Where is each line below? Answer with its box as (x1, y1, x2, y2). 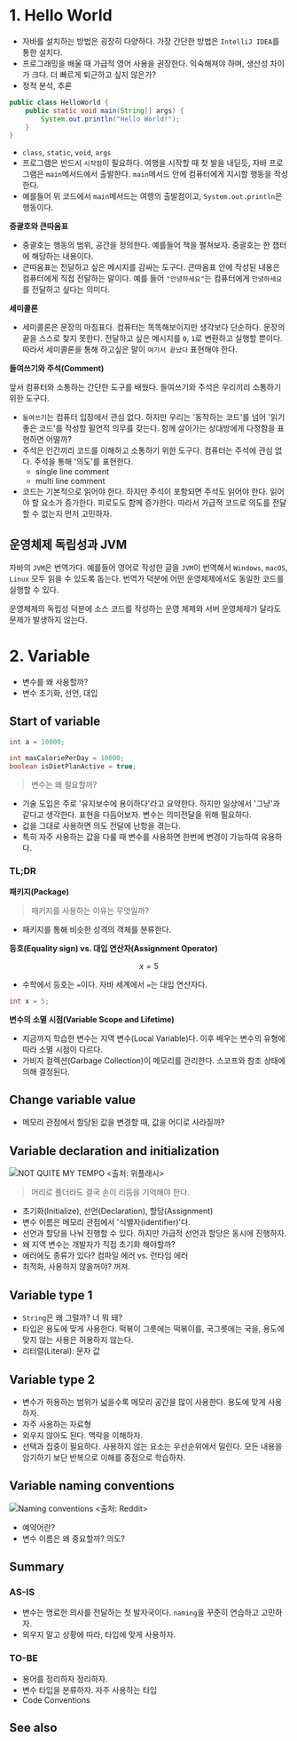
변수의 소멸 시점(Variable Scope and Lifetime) (9, 1014, 175, 1024)
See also (9, 1721, 58, 1736)
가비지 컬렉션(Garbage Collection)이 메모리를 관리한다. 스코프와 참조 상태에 (21, 1054, 286, 1066)
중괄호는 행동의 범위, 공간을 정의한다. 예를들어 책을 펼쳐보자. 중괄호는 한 (21, 240, 270, 250)
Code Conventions (21, 1694, 90, 1705)
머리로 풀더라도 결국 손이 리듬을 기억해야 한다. (30, 1187, 191, 1197)
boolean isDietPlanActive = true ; (9, 761, 137, 771)
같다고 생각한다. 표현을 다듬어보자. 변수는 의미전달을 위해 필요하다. (21, 809, 252, 820)
